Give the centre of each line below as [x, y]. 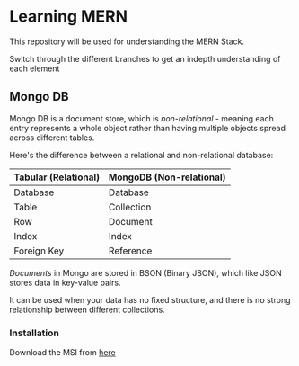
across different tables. [52, 138]
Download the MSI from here [63, 353]
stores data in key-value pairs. [65, 282]
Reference [130, 251]
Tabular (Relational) [57, 177]
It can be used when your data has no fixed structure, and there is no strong [150, 299]
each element [35, 68]
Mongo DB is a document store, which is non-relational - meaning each [141, 118]
